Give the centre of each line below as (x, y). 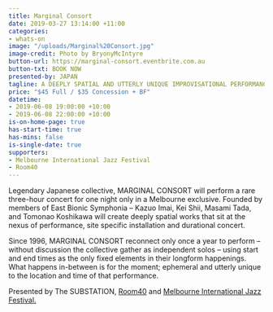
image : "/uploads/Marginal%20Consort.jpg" (81, 46)
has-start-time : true (45, 130)
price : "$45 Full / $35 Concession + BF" (80, 92)
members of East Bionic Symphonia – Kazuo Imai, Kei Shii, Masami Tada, (130, 208)
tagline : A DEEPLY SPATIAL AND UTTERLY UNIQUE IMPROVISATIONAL (118, 84)
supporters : (28, 152)
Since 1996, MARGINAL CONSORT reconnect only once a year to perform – (134, 241)
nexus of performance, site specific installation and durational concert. (127, 226)
